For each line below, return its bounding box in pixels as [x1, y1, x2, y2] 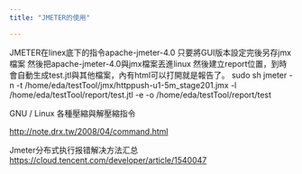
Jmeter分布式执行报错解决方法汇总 [9, 144, 139, 155]
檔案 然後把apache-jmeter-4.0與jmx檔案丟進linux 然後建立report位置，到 [9, 58, 279, 69]
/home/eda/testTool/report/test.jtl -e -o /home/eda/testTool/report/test [9, 89, 272, 100]
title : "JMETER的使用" [9, 13, 91, 23]
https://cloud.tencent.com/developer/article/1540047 [9, 154, 207, 165]
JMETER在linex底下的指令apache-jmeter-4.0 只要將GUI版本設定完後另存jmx [9, 47, 291, 58]
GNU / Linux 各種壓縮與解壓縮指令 [9, 107, 136, 118]
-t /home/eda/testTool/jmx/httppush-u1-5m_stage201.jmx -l [16, 79, 237, 90]
